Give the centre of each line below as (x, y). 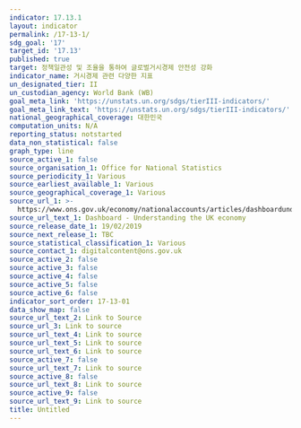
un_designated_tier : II (54, 84)
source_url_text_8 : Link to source (76, 385)
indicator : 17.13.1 (46, 17)
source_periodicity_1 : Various (68, 176)
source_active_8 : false (54, 376)
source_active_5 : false (54, 284)
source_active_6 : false (54, 293)
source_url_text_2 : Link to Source (76, 318)
